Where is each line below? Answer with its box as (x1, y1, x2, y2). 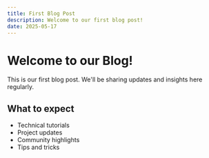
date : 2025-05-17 (7, 23, 57, 30)
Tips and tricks (17, 143, 60, 152)
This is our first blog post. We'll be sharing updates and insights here (7, 75, 203, 83)
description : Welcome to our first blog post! (7, 17, 143, 23)
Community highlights (17, 136, 80, 144)
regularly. (7, 83, 34, 91)
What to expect (7, 103, 74, 115)
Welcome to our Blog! (7, 52, 133, 68)
